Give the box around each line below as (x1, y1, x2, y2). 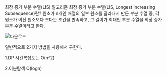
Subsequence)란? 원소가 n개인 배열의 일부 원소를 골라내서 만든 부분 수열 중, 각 (5, 10, 160, 16)
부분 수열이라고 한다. (5, 23, 45, 29)
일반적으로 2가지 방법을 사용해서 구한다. (5, 44, 83, 50)
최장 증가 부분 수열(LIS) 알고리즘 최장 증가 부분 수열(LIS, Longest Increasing (5, 4, 155, 10)
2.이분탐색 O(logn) (5, 65, 42, 71)
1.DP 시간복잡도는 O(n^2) (5, 55, 55, 61)
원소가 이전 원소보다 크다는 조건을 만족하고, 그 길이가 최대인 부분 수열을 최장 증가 (5, 17, 162, 22)
